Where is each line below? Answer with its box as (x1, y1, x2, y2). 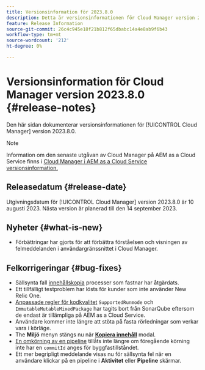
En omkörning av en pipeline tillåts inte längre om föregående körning (15, 338, 190, 345)
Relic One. (15, 292, 41, 300)
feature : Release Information (6, 20, 84, 26)
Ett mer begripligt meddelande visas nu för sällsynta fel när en (15, 350, 172, 358)
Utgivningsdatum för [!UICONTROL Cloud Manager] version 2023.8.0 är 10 (6, 198, 194, 205)
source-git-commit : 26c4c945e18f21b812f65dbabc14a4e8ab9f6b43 (6, 26, 168, 32)
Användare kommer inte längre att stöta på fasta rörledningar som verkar (15, 318, 199, 325)
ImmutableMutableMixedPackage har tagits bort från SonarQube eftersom (15, 305, 195, 313)
